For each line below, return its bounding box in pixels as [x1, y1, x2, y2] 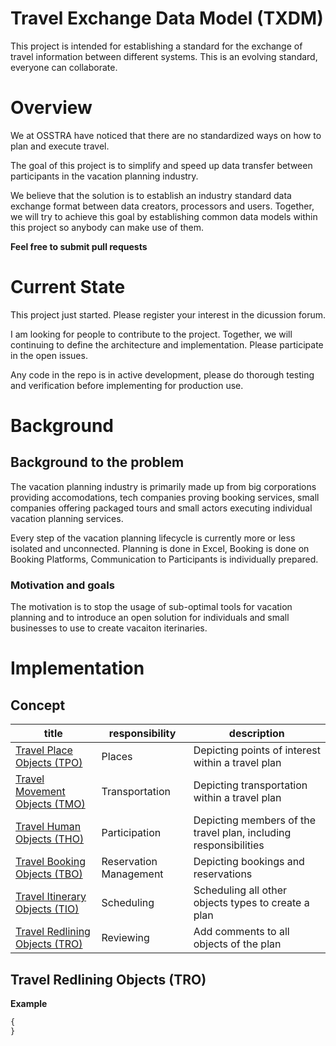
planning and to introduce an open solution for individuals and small [10, 612, 290, 624]
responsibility [108, 727, 177, 741]
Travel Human [15, 820, 82, 834]
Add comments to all [193, 925, 290, 939]
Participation [101, 826, 162, 840]
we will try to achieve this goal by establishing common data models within [10, 210, 318, 222]
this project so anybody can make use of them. [10, 221, 205, 233]
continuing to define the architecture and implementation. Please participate [10, 338, 324, 351]
